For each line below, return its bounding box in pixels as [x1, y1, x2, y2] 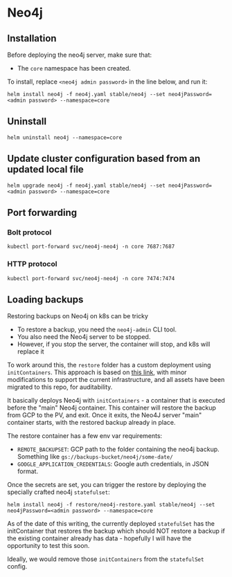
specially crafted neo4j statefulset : [7, 488, 110, 496]
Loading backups [7, 294, 84, 305]
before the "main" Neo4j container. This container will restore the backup [7, 403, 217, 412]
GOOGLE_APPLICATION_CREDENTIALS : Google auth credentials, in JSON [17, 460, 209, 468]
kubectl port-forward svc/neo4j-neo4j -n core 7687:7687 [7, 244, 175, 250]
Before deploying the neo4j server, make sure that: [7, 51, 152, 59]
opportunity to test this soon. [7, 542, 90, 550]
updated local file [7, 164, 84, 176]
